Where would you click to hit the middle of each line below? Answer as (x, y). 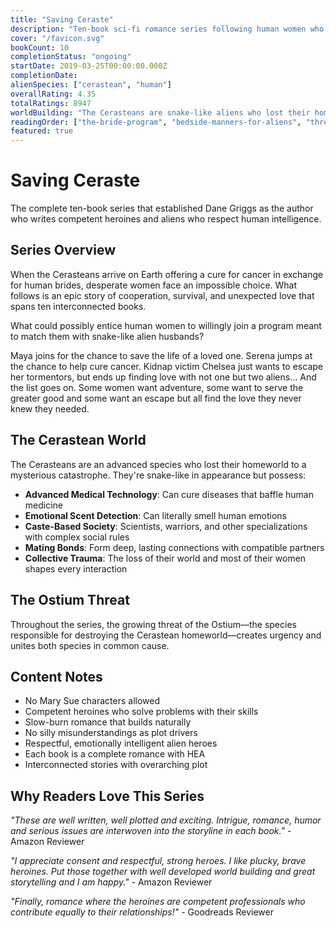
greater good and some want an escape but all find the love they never (156, 398)
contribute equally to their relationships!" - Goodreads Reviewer (142, 912)
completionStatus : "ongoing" (71, 57)
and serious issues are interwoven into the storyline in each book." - (151, 831)
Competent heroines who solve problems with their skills (141, 712)
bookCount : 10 (40, 47)
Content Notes (56, 676)
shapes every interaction (76, 568)
